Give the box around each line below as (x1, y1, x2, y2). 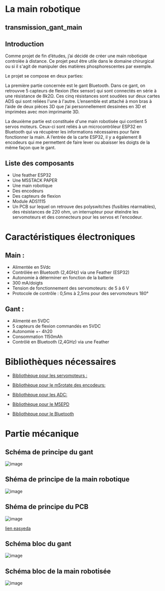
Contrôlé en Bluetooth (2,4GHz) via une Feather (12, 339, 109, 345)
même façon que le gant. (5, 145, 56, 151)
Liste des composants (5, 159, 74, 168)
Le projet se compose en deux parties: (5, 73, 84, 79)
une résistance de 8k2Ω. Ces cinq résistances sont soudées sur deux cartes (5, 93, 160, 99)
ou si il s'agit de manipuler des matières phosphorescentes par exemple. (5, 63, 153, 70)
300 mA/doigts (12, 280, 43, 286)
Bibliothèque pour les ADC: (12, 391, 67, 397)
